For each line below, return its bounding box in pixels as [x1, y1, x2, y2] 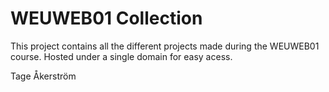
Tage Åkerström [10, 70, 77, 82]
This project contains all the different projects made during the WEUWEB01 [10, 40, 320, 52]
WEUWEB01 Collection [10, 7, 203, 30]
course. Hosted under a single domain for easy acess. [10, 50, 233, 62]
